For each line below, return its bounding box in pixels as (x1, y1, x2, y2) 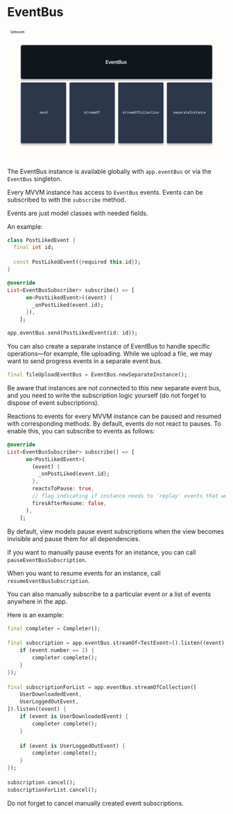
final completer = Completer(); (7, 625, 101, 632)
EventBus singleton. (7, 175, 62, 183)
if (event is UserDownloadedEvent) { (19, 713, 129, 720)
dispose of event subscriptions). (7, 398, 99, 407)
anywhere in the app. (7, 597, 68, 605)
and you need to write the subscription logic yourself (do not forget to (7, 391, 207, 399)
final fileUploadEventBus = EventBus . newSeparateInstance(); (7, 372, 188, 378)
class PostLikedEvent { (7, 237, 76, 244)
